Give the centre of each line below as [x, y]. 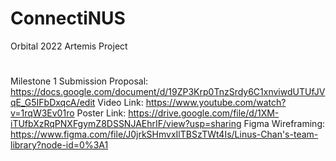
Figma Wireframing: [284, 124]
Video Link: [120, 103]
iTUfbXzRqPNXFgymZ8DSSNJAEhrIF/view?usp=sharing [126, 124]
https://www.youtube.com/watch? [216, 103]
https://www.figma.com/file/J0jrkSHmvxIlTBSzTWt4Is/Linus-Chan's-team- [164, 134]
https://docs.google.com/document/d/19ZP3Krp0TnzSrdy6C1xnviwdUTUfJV [168, 92]
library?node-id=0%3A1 [59, 145]
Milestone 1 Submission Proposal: [79, 81]
